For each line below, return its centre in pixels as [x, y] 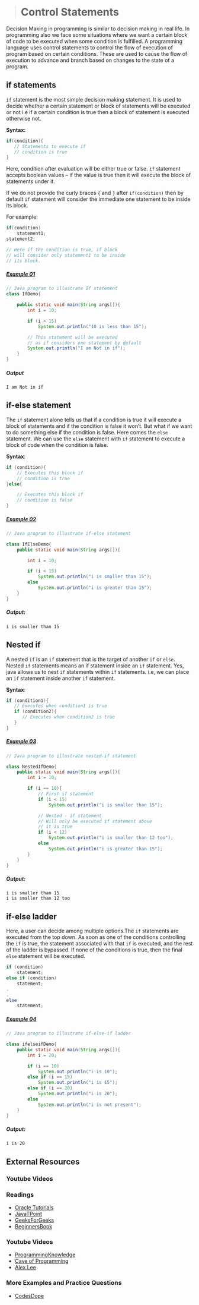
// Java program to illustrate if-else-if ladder [69, 1033]
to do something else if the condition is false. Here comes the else [87, 432]
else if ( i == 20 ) [50, 1088]
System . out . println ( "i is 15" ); [78, 1083]
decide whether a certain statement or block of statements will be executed [98, 106]
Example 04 [21, 1019]
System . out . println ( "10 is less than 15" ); [92, 326]
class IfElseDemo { [29, 544]
